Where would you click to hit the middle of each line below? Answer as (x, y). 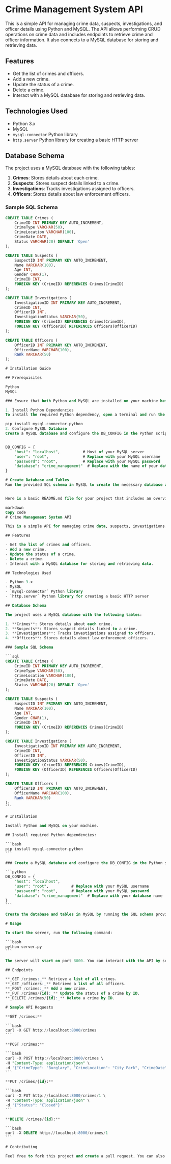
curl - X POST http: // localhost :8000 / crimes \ (54, 1058)
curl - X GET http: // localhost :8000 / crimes (51, 1030)
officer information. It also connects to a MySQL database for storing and (82, 40)
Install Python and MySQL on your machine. (52, 826)
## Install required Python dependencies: (51, 835)
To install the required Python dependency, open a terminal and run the (85, 415)
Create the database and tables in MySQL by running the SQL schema (79, 914)
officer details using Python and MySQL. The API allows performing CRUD (83, 29)
